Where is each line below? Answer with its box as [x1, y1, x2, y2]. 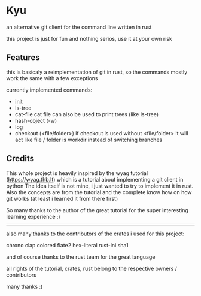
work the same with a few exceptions [6, 74, 98, 81]
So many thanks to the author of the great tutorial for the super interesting [6, 206, 188, 213]
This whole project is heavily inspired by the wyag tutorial [6, 169, 148, 177]
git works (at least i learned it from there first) [6, 195, 118, 202]
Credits [6, 153, 35, 164]
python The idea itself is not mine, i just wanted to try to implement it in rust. [6, 182, 194, 189]
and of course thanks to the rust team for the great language [6, 253, 156, 261]
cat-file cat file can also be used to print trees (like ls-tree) [14, 110, 159, 117]
